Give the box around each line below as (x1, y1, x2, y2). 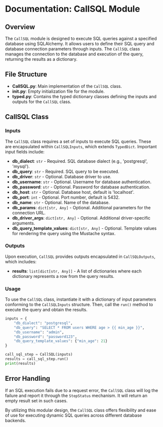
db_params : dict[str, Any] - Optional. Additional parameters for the (12, 205, 151, 210)
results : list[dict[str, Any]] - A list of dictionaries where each (12, 268, 142, 274)
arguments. (12, 220, 36, 226)
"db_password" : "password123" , (14, 334, 77, 339)
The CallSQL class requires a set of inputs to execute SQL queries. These (5, 138, 151, 144)
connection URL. (12, 210, 46, 216)
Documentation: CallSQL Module (5, 3, 140, 15)
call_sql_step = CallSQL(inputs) (5, 352, 73, 357)
